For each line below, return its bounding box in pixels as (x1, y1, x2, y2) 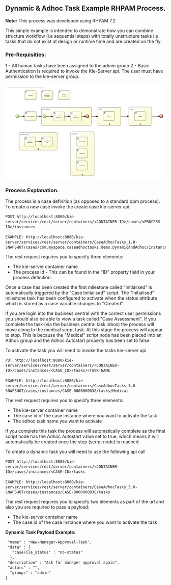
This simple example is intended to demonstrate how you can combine (5, 28, 154, 34)
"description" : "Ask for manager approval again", (7, 560, 120, 565)
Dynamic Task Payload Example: (5, 529, 76, 536)
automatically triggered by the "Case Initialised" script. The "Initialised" (5, 290, 154, 296)
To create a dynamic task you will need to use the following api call (5, 448, 146, 455)
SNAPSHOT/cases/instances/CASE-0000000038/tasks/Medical (5, 388, 129, 394)
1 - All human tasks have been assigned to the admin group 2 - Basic (5, 63, 149, 69)
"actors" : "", (7, 565, 40, 570)
